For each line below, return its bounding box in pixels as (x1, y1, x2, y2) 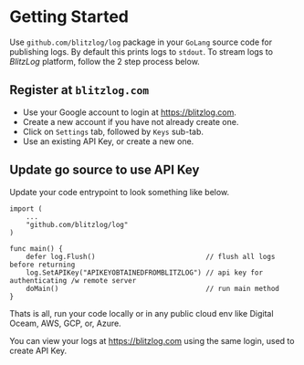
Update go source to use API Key (9, 162, 200, 178)
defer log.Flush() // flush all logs (26, 252, 276, 261)
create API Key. (9, 345, 68, 356)
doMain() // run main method (26, 284, 280, 293)
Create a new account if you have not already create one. (22, 116, 239, 127)
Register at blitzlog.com (9, 82, 150, 98)
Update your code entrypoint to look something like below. (9, 186, 230, 197)
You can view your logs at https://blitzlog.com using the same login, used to (9, 335, 295, 346)
